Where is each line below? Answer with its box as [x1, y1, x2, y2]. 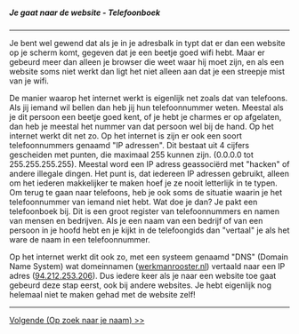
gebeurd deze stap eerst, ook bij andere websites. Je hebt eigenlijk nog [9, 280, 272, 290]
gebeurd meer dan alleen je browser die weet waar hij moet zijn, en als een [9, 56, 285, 67]
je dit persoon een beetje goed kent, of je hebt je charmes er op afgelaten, [9, 111, 282, 122]
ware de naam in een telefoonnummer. [9, 234, 151, 244]
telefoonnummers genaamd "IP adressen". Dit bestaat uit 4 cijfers [9, 139, 250, 150]
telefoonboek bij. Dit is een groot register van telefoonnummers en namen [9, 205, 280, 217]
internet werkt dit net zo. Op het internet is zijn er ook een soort [9, 130, 242, 141]
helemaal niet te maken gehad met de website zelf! [9, 289, 196, 299]
